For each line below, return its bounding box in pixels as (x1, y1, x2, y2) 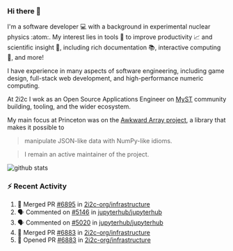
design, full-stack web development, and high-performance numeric (7, 74, 204, 83)
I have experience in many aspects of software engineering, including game (7, 67, 225, 75)
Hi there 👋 (7, 6, 42, 16)
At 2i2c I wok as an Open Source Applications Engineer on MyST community (7, 95, 227, 104)
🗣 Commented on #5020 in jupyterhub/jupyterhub (17, 218, 163, 227)
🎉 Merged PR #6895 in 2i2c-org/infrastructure (17, 200, 151, 208)
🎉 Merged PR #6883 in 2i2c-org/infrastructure (17, 228, 151, 236)
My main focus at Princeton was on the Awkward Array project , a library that (7, 116, 226, 124)
